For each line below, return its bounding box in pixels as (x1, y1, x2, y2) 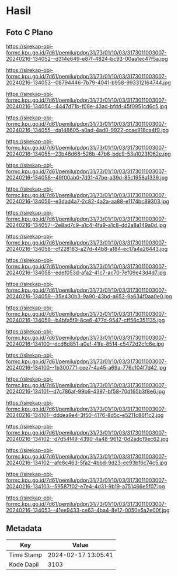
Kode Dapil (9, 560, 39, 568)
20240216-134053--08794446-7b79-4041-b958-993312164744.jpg (6, 79, 171, 86)
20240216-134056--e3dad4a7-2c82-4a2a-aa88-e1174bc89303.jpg (6, 198, 169, 205)
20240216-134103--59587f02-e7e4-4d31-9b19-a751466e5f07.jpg (6, 483, 165, 489)
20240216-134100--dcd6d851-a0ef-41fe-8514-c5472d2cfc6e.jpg (6, 340, 165, 347)
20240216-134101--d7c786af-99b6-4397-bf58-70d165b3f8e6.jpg (6, 388, 165, 395)
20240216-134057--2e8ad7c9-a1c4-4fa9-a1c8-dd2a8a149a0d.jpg (6, 222, 166, 229)
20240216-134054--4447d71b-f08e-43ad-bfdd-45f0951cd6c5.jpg (6, 103, 167, 109)
